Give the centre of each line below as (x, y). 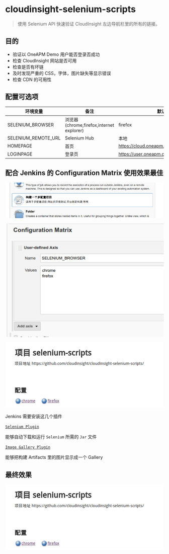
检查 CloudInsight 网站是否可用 (45, 60)
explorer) (74, 131)
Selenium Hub (79, 138)
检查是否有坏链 (28, 67)
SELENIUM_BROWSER (31, 125)
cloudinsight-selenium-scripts (70, 9)
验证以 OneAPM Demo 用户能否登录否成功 (56, 54)
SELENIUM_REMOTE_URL (34, 138)
